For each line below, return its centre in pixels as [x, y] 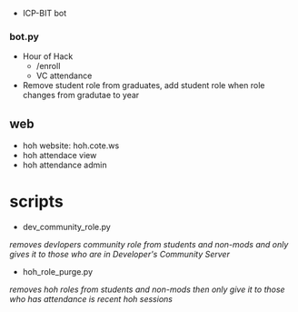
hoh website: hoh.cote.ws [71, 146]
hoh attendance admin [65, 165]
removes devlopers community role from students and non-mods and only [149, 245]
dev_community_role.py [66, 227]
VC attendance [64, 75]
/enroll [48, 66]
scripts [36, 201]
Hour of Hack [48, 56]
